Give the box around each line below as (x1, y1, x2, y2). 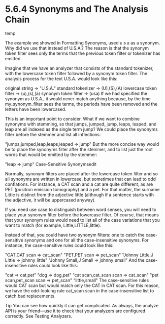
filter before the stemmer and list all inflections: (5, 131, 101, 137)
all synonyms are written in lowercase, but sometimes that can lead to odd (5, 176, 156, 182)
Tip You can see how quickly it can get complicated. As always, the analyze (5, 302, 159, 308)
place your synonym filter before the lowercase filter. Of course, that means (5, 211, 159, 218)
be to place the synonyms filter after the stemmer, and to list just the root (5, 146, 153, 152)
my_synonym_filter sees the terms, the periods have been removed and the (5, 101, 158, 107)
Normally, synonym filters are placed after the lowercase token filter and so (5, 170, 158, 176)
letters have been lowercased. (5, 106, 66, 112)
